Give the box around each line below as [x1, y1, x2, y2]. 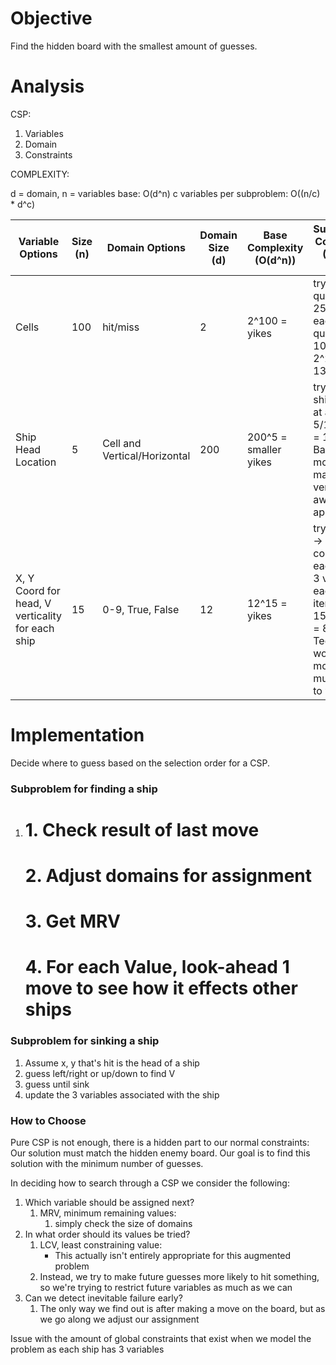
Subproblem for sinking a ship [10, 1034, 160, 1048]
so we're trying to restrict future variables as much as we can [39, 1282, 293, 1294]
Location [15, 455, 57, 469]
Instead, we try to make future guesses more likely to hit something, [39, 1271, 320, 1283]
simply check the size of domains [54, 1218, 193, 1230]
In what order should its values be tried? [24, 1228, 191, 1241]
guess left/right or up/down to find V [24, 1067, 176, 1079]
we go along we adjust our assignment [39, 1313, 200, 1326]
